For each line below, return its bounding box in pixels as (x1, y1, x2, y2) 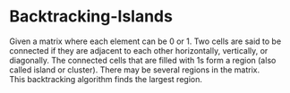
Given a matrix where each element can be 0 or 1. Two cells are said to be (9, 36, 282, 46)
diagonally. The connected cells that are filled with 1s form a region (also (9, 55, 277, 65)
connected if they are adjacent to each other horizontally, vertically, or (9, 45, 269, 55)
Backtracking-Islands (9, 6, 173, 27)
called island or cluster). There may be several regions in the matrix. (9, 64, 260, 75)
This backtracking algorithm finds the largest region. (9, 73, 203, 84)
